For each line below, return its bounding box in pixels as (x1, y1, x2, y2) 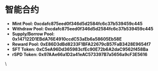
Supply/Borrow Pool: (12, 31, 55, 37)
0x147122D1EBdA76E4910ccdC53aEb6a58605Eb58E (12, 36, 122, 42)
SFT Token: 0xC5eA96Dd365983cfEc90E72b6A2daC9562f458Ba (12, 46, 148, 52)
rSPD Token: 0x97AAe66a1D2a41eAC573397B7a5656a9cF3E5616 (12, 51, 148, 57)
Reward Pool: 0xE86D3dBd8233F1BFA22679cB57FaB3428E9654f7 (12, 41, 151, 47)
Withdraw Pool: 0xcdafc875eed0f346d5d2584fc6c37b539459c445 (12, 26, 154, 31)
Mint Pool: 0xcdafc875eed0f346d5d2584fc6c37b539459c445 (12, 20, 143, 27)
